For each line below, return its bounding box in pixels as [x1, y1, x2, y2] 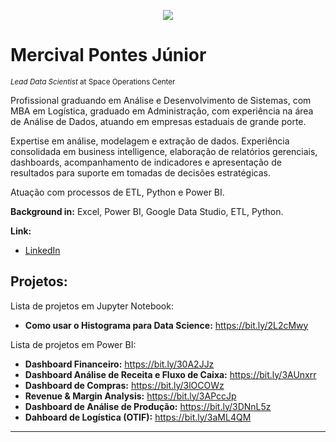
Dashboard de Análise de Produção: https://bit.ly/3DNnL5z [24, 400, 272, 412]
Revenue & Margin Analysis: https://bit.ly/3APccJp [24, 390, 237, 402]
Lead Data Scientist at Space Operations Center [10, 76, 176, 87]
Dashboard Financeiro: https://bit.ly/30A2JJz [24, 358, 215, 370]
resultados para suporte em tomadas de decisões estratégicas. [10, 166, 271, 179]
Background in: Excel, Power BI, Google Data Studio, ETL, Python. [10, 205, 284, 217]
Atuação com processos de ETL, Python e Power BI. [10, 186, 225, 198]
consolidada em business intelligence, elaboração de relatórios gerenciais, [10, 145, 318, 157]
